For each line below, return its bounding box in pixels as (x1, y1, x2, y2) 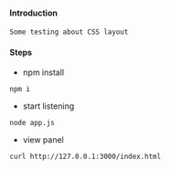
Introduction (9, 7, 58, 18)
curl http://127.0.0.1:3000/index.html (9, 152, 162, 162)
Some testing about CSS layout (9, 27, 129, 37)
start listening (22, 101, 75, 112)
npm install (22, 67, 65, 78)
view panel (22, 134, 64, 145)
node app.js (9, 119, 55, 128)
